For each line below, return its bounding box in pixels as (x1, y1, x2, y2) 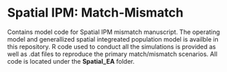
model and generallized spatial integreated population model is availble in (7, 35, 219, 43)
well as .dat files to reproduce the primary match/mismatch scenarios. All (7, 50, 218, 58)
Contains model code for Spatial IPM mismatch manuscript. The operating (7, 28, 220, 36)
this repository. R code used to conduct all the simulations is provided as (7, 42, 217, 51)
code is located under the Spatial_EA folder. (7, 57, 135, 65)
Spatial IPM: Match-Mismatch (7, 5, 184, 21)
